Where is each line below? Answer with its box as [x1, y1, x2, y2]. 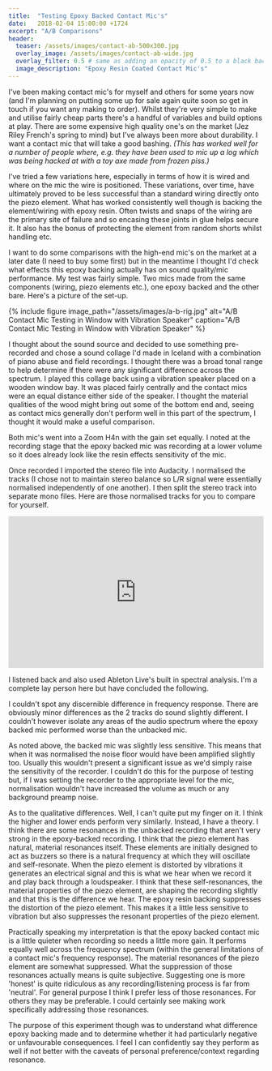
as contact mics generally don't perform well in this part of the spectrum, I [8, 408, 257, 418]
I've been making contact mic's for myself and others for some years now [8, 87, 255, 96]
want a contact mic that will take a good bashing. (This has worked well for [8, 139, 258, 148]
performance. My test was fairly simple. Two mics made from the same [8, 273, 246, 283]
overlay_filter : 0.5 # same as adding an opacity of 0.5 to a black [15, 58, 252, 66]
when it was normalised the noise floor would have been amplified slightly [8, 749, 256, 759]
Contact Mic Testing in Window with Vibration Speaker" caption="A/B [8, 315, 240, 324]
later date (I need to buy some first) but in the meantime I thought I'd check [8, 256, 259, 266]
